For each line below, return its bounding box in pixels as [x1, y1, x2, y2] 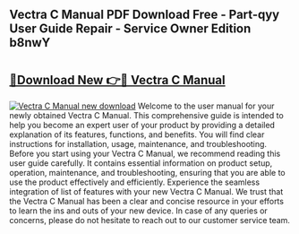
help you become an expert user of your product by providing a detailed [9, 120, 276, 130]
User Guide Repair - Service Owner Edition [9, 22, 252, 37]
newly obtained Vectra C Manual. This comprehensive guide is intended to [9, 110, 284, 120]
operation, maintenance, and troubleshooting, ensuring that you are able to [9, 168, 286, 178]
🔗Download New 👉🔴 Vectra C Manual [9, 72, 226, 88]
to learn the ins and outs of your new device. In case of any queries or [9, 205, 269, 216]
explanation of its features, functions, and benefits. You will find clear [9, 129, 265, 140]
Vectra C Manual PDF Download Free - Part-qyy [9, 7, 280, 22]
